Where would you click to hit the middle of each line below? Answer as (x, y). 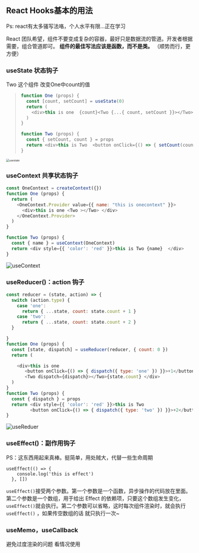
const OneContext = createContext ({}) (54, 188)
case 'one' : (31, 306)
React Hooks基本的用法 (49, 11)
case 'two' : (31, 317)
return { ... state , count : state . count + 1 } (79, 311)
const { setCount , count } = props (70, 140)
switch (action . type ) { (41, 300)
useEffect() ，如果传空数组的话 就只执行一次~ (63, 513)
